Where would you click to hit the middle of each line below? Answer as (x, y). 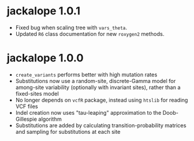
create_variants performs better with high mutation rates (86, 74)
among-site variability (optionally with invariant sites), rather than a (98, 87)
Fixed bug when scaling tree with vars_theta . (71, 27)
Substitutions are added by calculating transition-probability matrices (101, 125)
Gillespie (26, 119)
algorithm (50, 119)
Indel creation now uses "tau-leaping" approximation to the (88, 112)
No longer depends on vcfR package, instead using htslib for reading (101, 100)
